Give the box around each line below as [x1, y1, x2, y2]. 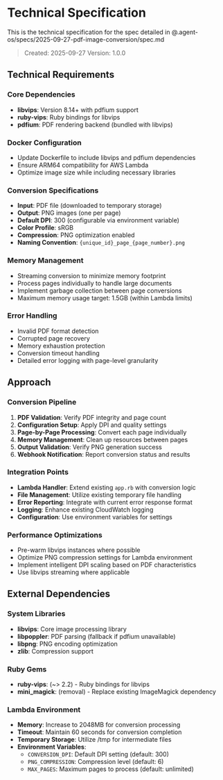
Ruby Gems [7, 664, 47, 674]
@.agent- [171, 28, 199, 36]
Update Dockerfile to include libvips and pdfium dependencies [17, 153, 196, 161]
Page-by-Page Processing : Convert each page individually [17, 428, 187, 436]
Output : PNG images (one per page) [17, 209, 121, 217]
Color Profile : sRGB [17, 224, 74, 232]
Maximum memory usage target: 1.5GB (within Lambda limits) [17, 293, 193, 302]
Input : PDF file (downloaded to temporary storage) [17, 202, 162, 210]
